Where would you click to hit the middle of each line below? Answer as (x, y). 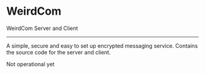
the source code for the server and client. (59, 52)
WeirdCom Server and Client (42, 28)
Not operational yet (31, 64)
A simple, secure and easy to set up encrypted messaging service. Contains (102, 46)
